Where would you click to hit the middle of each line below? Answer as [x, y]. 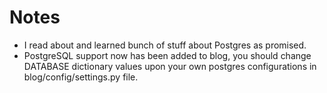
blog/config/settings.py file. [81, 77]
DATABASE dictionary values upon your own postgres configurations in [170, 66]
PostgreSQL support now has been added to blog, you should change [167, 55]
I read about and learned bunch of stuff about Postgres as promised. [165, 45]
